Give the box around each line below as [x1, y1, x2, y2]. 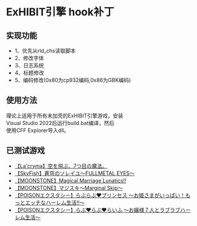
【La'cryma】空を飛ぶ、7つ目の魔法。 [14, 162, 108, 169]
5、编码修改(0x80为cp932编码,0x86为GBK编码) [14, 77, 131, 83]
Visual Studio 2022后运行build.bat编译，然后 [6, 119, 115, 126]
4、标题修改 [14, 69, 44, 76]
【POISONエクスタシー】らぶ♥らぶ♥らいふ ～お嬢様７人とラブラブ [14, 206, 181, 213]
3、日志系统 [14, 62, 44, 69]
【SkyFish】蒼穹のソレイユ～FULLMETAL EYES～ [14, 170, 135, 177]
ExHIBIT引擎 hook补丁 [6, 5, 115, 19]
